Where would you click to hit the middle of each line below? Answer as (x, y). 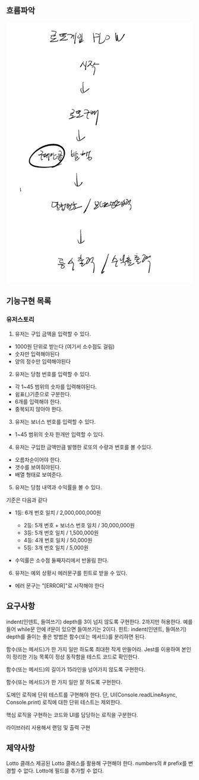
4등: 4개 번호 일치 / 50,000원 (58, 540)
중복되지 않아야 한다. (39, 409)
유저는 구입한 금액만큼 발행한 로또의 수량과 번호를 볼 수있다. (84, 447)
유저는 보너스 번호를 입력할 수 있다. (55, 421)
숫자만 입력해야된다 (37, 354)
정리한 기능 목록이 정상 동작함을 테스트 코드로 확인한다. (76, 657)
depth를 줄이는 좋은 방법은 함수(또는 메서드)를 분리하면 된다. (76, 636)
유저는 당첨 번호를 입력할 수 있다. (53, 374)
